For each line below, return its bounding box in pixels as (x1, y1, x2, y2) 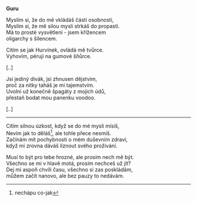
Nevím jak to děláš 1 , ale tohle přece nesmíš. (6, 129, 111, 137)
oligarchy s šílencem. (6, 35, 57, 42)
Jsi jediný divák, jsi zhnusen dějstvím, (6, 76, 97, 82)
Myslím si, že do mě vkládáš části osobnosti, (6, 16, 114, 23)
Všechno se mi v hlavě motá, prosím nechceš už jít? (6, 160, 131, 167)
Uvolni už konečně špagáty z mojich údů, (6, 88, 106, 95)
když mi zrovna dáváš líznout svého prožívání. (6, 142, 118, 149)
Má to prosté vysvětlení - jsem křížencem (6, 29, 107, 36)
